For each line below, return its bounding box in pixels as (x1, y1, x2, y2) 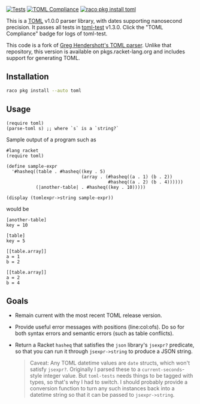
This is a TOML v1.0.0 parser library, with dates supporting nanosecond (6, 17, 183, 24)
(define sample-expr (6, 163, 58, 169)
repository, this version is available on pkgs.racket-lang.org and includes (6, 48, 186, 55)
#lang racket (6, 147, 39, 153)
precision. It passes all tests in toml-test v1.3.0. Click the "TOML (6, 24, 163, 31)
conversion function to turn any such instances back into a (29, 385, 175, 392)
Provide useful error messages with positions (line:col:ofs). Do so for (14, 324, 184, 331)
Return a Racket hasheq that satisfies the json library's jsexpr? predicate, (14, 342, 195, 349)
